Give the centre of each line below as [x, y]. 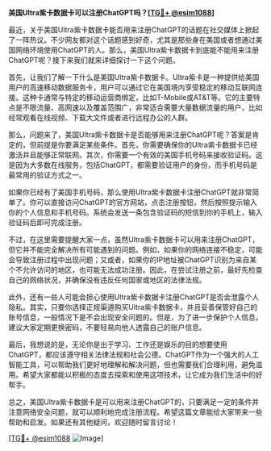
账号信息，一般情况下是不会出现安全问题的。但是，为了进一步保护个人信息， [135, 317]
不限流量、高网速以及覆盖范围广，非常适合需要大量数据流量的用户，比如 [142, 107]
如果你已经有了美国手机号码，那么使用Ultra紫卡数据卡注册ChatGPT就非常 [130, 192]
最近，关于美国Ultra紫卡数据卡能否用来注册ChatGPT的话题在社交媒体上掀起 [134, 30]
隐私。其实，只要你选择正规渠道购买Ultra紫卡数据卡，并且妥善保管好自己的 [133, 307]
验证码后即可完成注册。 [47, 222]
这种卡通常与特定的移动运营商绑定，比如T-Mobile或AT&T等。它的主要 [138, 97]
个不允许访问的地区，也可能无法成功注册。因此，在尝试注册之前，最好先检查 [135, 270]
